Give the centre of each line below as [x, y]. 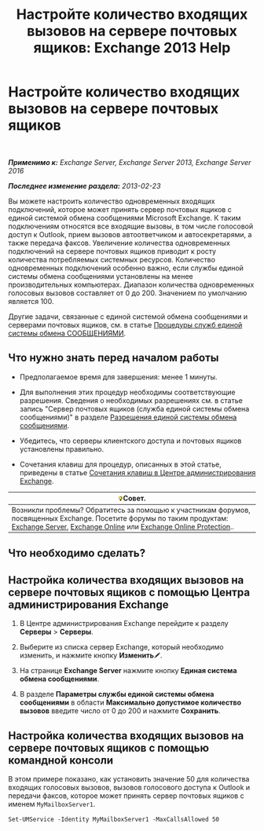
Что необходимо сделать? [77, 553]
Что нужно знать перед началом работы [114, 358]
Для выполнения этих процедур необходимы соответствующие [127, 392]
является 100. [31, 301]
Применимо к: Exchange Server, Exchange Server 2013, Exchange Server [130, 162]
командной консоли [61, 760]
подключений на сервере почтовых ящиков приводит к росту [112, 251]
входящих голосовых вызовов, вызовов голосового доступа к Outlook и [129, 788]
